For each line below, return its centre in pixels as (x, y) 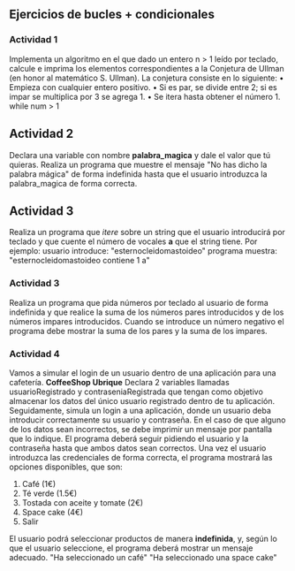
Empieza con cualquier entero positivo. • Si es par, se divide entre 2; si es (144, 87)
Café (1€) (38, 483)
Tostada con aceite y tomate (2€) (83, 502)
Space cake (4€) (53, 512)
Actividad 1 (34, 40)
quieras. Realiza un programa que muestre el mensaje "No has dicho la (138, 164)
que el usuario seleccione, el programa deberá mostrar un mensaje (131, 548)
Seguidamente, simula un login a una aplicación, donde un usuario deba (140, 410)
